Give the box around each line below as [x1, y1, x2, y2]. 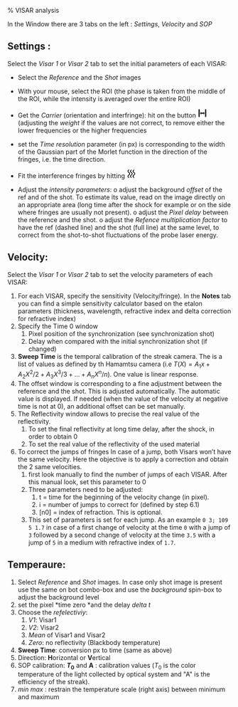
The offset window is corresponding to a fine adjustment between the [17, 379, 222, 387]
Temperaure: [7, 559, 66, 571]
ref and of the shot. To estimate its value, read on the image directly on [17, 192, 226, 201]
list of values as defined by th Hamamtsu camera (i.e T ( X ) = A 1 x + [17, 360, 211, 370]
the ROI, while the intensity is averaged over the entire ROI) [17, 94, 191, 103]
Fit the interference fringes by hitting [17, 171, 126, 180]
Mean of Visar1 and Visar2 [28, 630, 106, 639]
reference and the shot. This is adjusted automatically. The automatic [17, 387, 220, 395]
